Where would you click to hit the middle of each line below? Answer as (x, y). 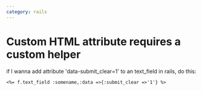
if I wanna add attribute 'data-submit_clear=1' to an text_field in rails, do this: (101, 71)
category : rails (27, 12)
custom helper (44, 54)
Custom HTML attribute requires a (94, 41)
